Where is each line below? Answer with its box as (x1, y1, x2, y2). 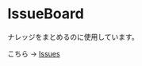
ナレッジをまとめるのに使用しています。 (7, 32, 140, 41)
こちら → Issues (7, 49, 60, 58)
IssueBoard (7, 5, 84, 23)
